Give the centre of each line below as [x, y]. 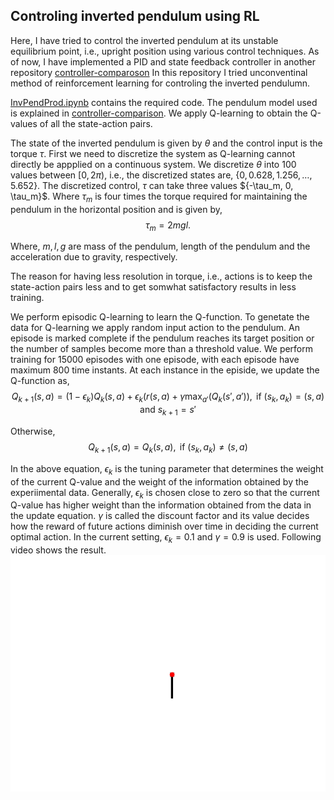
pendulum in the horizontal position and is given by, [116, 209]
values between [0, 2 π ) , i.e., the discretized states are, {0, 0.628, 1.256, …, [161, 175]
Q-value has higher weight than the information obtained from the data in [161, 505]
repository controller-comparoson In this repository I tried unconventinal [159, 72]
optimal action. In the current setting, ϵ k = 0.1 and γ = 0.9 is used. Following [166, 538]
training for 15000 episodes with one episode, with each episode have [155, 360]
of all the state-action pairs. [96, 123]
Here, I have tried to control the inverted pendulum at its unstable [144, 40]
